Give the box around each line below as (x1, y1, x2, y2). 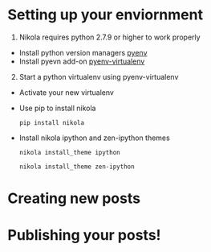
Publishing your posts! (7, 226, 161, 245)
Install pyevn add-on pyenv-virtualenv (18, 56, 145, 66)
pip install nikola (18, 118, 85, 126)
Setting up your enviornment (7, 6, 204, 24)
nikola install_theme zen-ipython (18, 163, 135, 171)
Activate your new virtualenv (18, 87, 114, 97)
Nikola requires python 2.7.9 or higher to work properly (18, 32, 201, 42)
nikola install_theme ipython (18, 148, 121, 156)
